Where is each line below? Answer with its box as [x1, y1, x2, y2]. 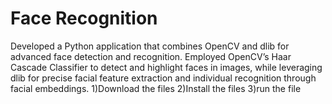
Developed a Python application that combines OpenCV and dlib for [10, 40, 290, 52]
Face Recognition [10, 7, 158, 30]
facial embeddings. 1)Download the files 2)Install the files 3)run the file [10, 82, 302, 94]
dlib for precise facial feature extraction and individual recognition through [10, 72, 317, 84]
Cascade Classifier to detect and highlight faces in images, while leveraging [10, 61, 323, 73]
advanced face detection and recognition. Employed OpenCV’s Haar [10, 50, 292, 62]
